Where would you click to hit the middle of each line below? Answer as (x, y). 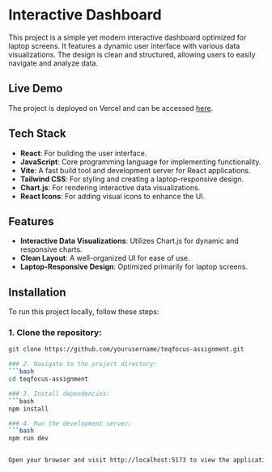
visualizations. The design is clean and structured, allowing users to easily (132, 54)
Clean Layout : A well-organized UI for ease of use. (105, 258)
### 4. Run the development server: (70, 423)
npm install (28, 409)
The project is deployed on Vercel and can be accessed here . (111, 108)
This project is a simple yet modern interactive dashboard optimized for (127, 37)
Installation (37, 292)
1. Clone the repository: (55, 333)
